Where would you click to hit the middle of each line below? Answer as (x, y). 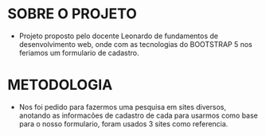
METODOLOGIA (60, 85)
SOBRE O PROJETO (72, 14)
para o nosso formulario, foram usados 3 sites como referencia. (123, 123)
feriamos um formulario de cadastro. (79, 52)
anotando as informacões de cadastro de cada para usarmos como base (138, 115)
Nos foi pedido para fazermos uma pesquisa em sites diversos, (122, 107)
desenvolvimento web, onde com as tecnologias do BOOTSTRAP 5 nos (135, 44)
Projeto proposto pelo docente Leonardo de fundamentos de (119, 36)
